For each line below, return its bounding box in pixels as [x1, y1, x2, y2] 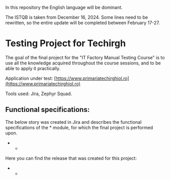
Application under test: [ [5, 75, 56, 81]
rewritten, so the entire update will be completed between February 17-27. [5, 20, 160, 26]
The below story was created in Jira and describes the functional [5, 119, 141, 125]
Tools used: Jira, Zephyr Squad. [5, 91, 72, 97]
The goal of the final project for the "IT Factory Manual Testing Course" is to [5, 54, 165, 60]
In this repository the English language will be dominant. [5, 5, 123, 10]
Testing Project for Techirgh [5, 38, 126, 49]
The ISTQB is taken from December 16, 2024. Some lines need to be [5, 14, 148, 20]
